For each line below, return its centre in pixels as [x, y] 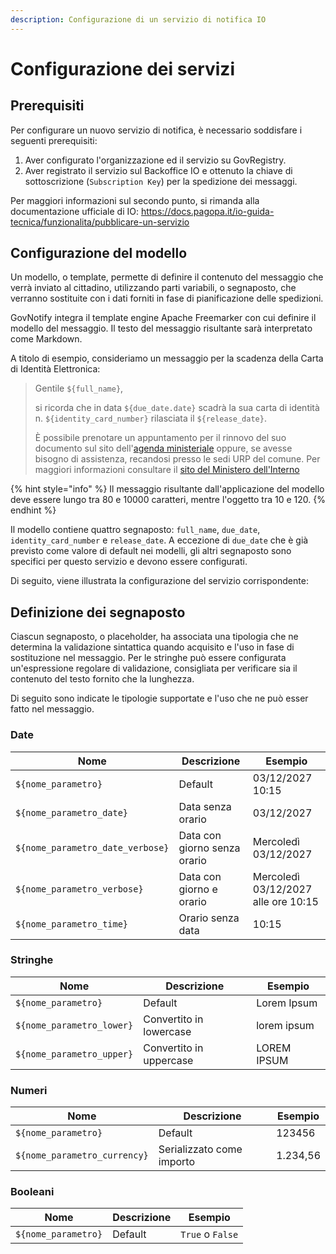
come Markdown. [46, 339]
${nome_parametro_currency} [82, 1155]
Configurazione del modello [99, 253]
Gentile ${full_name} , [79, 388]
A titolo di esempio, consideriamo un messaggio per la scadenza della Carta [167, 358]
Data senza [205, 806]
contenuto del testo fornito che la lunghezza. [102, 679]
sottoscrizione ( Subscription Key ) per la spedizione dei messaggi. [161, 181]
